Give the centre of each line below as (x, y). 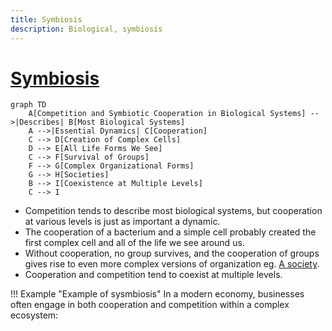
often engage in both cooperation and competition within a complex (150, 305)
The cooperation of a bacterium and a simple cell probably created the (170, 232)
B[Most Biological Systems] (127, 122)
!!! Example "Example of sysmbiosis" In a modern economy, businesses (157, 294)
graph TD (28, 105)
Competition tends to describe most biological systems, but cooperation (173, 211)
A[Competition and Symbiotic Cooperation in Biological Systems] (167, 114)
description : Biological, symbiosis (86, 29)
